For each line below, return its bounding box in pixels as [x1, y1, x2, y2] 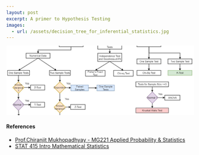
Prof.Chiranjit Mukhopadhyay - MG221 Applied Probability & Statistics [14, 136, 186, 143]
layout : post [6, 10, 39, 15]
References [6, 123, 36, 130]
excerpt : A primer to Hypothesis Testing [6, 15, 111, 22]
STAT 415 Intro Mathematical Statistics [14, 143, 109, 150]
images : [6, 22, 26, 28]
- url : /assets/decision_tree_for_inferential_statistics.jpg [11, 29, 169, 34]
